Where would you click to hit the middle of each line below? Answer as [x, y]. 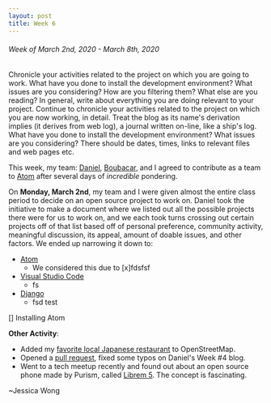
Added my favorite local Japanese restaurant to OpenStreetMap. [128, 349]
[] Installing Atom [37, 317]
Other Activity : [34, 333]
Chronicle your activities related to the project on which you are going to [129, 74]
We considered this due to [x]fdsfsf [91, 267]
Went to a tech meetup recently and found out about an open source [134, 366]
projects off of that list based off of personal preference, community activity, [136, 226]
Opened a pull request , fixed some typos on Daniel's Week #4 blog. [133, 358]
